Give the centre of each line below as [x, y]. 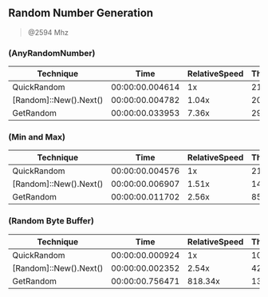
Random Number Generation [81, 13]
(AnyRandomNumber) [52, 53]
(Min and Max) [37, 137]
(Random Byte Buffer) [51, 221]
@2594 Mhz [48, 32]
